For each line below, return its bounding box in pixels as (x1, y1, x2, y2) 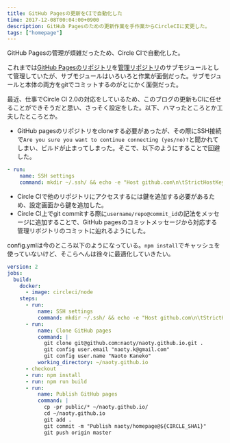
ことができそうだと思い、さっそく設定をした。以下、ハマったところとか (12, 104, 217, 112)
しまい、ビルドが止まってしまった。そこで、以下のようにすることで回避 (16, 144, 220, 152)
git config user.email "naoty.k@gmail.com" (43, 346, 170, 353)
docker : (19, 283, 41, 289)
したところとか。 (12, 112, 62, 121)
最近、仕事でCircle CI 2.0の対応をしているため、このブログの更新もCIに (7, 95, 210, 104)
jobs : (7, 270, 23, 276)
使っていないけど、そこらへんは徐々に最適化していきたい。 (7, 250, 175, 258)
